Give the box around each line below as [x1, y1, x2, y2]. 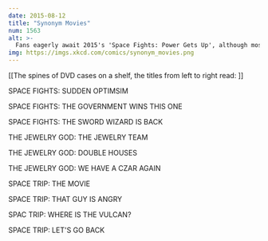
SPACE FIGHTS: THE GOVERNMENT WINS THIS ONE [8, 101, 183, 111]
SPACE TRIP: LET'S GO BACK [8, 225, 105, 235]
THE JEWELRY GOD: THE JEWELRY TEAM [8, 132, 148, 142]
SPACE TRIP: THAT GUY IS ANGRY [8, 195, 123, 203]
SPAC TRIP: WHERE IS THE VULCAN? [8, 210, 132, 219]
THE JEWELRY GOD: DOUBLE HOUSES [8, 148, 138, 157]
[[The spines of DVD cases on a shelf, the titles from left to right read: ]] [8, 71, 244, 80]
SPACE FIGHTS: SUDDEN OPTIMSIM [8, 86, 129, 96]
